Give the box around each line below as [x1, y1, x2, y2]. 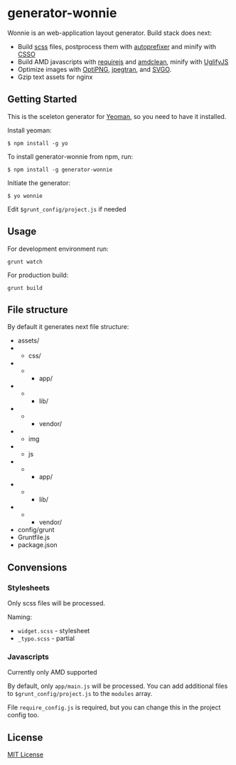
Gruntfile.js [17, 533, 50, 542]
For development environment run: [7, 244, 109, 253]
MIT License [7, 750, 44, 759]
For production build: [7, 271, 69, 279]
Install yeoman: [7, 126, 52, 135]
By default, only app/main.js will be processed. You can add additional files [7, 682, 228, 690]
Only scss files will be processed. [7, 599, 105, 608]
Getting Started [7, 93, 77, 105]
